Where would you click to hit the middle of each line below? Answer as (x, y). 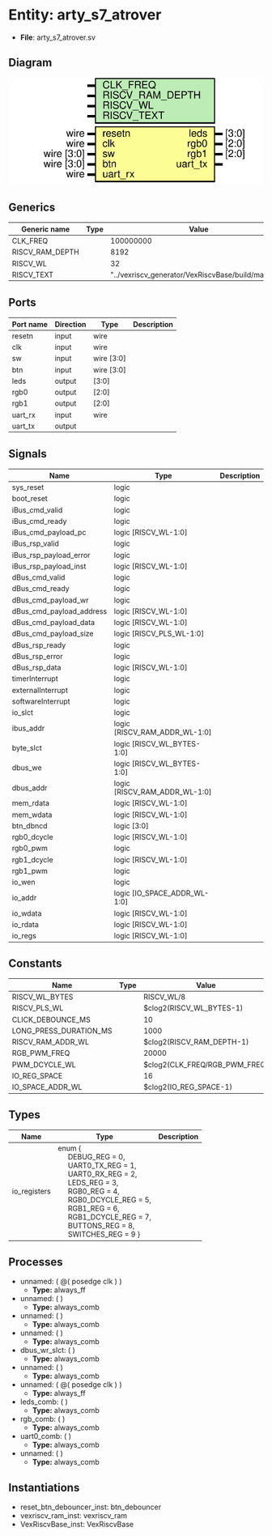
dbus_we (27, 768)
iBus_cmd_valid (37, 510)
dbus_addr (30, 788)
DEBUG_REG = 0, (96, 1157)
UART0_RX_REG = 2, (102, 1174)
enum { (70, 1148)
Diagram (30, 63)
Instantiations (44, 1487)
